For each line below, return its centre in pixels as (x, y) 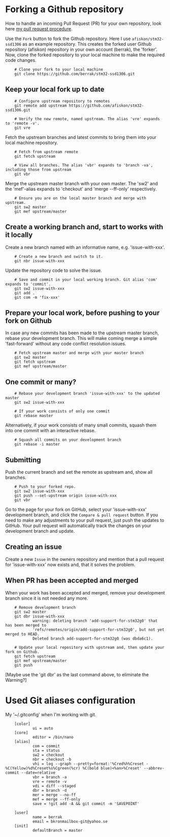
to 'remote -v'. (22, 123)
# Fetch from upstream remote (46, 152)
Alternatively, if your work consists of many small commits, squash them (81, 425)
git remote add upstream (41, 106)
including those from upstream (38, 169)
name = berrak (47, 817)
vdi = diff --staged (54, 786)
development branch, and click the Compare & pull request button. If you (82, 515)
